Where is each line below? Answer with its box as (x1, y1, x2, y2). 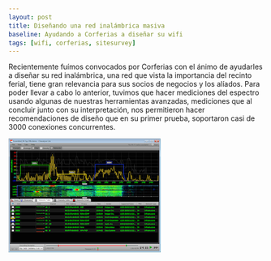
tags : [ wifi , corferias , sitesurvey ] (8, 39, 136, 47)
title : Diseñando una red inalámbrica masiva (8, 21, 165, 30)
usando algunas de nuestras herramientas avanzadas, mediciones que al (8, 96, 253, 106)
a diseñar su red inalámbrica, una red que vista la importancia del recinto (8, 71, 252, 80)
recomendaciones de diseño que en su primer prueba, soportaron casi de (8, 113, 256, 123)
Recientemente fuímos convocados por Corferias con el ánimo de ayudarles (8, 62, 263, 72)
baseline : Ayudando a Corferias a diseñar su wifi (8, 30, 183, 38)
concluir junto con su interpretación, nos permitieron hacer (8, 105, 205, 115)
